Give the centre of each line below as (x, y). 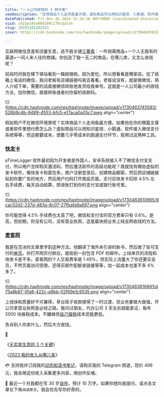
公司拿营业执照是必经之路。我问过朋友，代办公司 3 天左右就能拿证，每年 (78, 308)
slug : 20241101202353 (27, 28)
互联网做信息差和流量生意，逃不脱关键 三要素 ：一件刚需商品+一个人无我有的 (81, 51)
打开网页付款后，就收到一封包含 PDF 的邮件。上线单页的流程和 (94, 253)
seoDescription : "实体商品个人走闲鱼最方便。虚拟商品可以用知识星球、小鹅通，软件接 (82, 14)
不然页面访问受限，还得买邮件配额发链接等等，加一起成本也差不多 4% (84, 265)
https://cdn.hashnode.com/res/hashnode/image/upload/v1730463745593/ (82, 107)
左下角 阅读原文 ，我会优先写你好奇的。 (46, 389)
